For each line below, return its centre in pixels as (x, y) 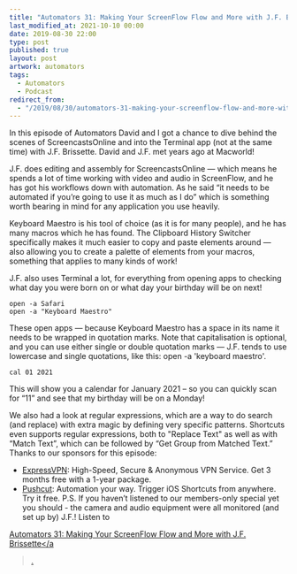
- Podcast (35, 91)
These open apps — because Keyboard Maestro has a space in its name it (145, 328)
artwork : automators (47, 67)
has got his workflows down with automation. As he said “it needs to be (139, 188)
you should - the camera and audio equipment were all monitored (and (151, 508)
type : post (29, 42)
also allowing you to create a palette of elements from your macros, (132, 252)
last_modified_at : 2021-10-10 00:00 (76, 26)
